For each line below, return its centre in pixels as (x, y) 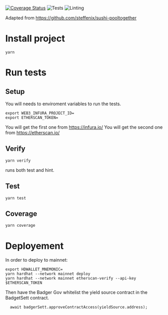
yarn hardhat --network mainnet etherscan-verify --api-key (71, 279)
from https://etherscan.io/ (33, 132)
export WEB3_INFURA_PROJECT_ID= (40, 113)
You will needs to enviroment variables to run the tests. (63, 104)
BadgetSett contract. (27, 298)
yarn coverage (20, 226)
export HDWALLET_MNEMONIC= (34, 269)
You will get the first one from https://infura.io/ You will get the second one (84, 127)
